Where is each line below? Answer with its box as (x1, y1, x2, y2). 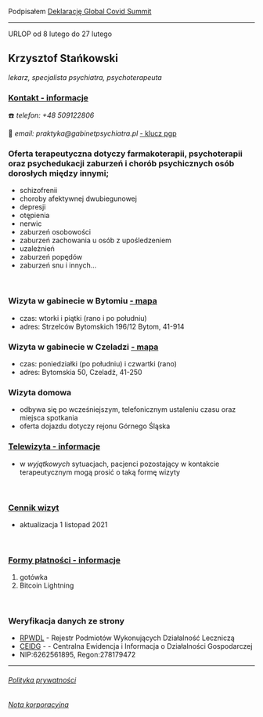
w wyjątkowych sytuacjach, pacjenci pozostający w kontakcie (19, 459, 220, 468)
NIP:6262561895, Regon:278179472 (19, 650, 136, 660)
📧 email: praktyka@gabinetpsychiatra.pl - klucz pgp (8, 129, 177, 138)
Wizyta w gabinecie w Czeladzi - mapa (8, 341, 159, 352)
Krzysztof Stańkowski (8, 52, 119, 65)
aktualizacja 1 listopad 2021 (19, 519, 108, 529)
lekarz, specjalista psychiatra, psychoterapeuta (8, 72, 162, 82)
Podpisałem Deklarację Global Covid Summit (8, 7, 152, 16)
